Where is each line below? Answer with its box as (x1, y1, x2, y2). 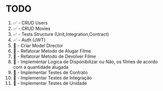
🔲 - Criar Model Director (13, 42, 64, 49)
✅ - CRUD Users (13, 20, 48, 26)
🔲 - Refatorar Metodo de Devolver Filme (13, 53, 96, 59)
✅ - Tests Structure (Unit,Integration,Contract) (13, 31, 109, 37)
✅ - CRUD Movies (13, 25, 51, 31)
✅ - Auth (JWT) (13, 36, 46, 43)
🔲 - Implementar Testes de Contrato (13, 69, 88, 75)
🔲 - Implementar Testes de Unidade (13, 80, 87, 86)
